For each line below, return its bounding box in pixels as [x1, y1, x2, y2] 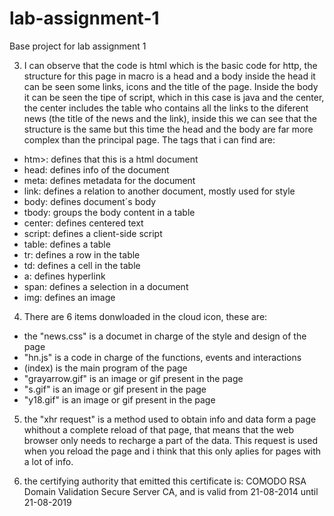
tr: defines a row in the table [23, 248, 141, 261]
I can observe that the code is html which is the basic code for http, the [23, 59, 318, 71]
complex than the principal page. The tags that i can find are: [23, 133, 276, 146]
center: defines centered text [23, 217, 144, 229]
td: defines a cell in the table [23, 259, 141, 271]
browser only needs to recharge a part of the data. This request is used [23, 434, 319, 446]
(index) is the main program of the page [23, 362, 188, 374]
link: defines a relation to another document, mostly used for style [23, 185, 296, 197]
